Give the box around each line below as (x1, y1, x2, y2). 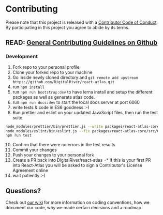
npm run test (5, 133, 32, 138)
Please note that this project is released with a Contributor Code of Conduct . (5, 19, 158, 25)
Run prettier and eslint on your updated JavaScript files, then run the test (12, 109, 158, 115)
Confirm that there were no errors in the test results (12, 142, 116, 148)
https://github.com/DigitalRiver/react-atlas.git (12, 79, 115, 84)
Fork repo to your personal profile (12, 64, 80, 70)
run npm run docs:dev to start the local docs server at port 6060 (12, 99, 140, 105)
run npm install (12, 84, 45, 90)
